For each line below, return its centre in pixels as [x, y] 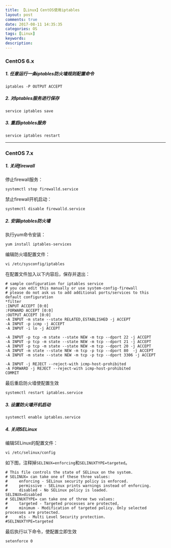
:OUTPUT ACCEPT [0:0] [28, 315]
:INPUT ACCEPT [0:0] [27, 306]
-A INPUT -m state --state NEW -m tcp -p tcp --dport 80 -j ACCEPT [79, 351]
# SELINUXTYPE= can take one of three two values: [60, 499]
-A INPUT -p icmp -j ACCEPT [35, 324]
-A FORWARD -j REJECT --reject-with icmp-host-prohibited [68, 369]
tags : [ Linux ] [20, 34]
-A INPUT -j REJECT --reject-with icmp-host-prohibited [66, 364]
